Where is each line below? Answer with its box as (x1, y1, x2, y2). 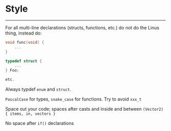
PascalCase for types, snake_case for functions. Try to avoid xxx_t (5, 96, 142, 102)
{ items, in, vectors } (5, 111, 56, 117)
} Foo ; (5, 68, 19, 73)
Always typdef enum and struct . (5, 86, 71, 92)
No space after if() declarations (5, 120, 74, 126)
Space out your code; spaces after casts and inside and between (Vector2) (5, 106, 164, 112)
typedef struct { (5, 58, 42, 63)
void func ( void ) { (5, 40, 44, 45)
